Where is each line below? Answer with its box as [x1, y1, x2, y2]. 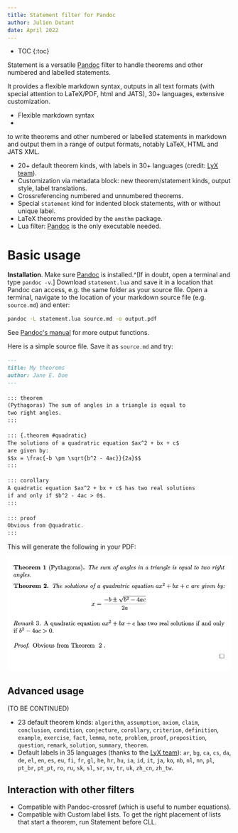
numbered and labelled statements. [7, 68, 112, 77]
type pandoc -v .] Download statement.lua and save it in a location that [7, 278, 213, 286]
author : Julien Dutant [7, 19, 75, 26]
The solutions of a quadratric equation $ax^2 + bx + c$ [7, 439, 180, 447]
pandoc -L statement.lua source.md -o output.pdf [7, 316, 158, 323]
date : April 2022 [7, 26, 59, 33]
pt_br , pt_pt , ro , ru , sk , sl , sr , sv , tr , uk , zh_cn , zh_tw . [17, 763, 174, 772]
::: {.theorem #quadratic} [7, 432, 87, 439]
